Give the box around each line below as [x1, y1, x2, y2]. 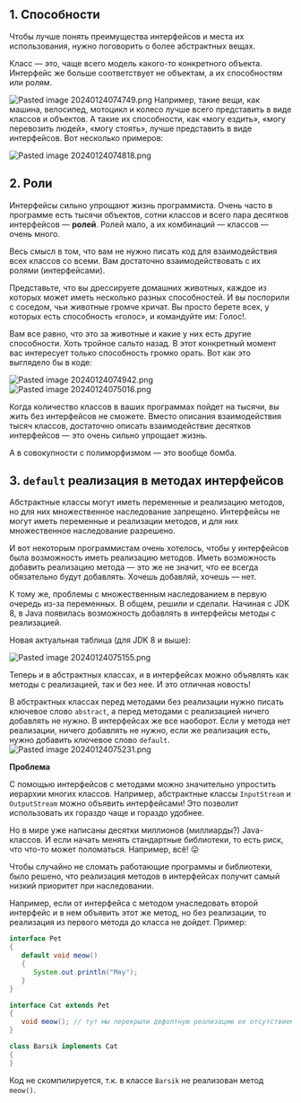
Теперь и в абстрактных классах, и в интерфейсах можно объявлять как [9, 670, 289, 680]
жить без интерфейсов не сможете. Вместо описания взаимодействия [9, 410, 282, 421]
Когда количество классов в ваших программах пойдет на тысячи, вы [9, 401, 279, 412]
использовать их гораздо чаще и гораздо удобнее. [9, 808, 204, 818]
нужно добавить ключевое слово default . [9, 735, 170, 746]
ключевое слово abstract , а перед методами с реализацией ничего [9, 706, 271, 717]
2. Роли [9, 176, 53, 191]
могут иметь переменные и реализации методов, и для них [9, 516, 239, 527]
